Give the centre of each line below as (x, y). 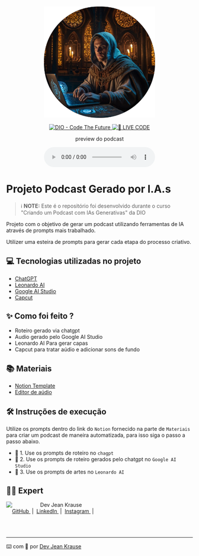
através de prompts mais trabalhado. (51, 230)
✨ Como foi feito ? (40, 316)
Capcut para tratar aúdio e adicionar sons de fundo (77, 349)
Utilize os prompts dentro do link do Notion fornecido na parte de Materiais (98, 429)
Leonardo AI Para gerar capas (51, 343)
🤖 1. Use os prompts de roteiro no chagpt (64, 453)
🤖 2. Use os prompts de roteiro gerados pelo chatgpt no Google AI (95, 459)
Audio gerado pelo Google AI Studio (59, 336)
